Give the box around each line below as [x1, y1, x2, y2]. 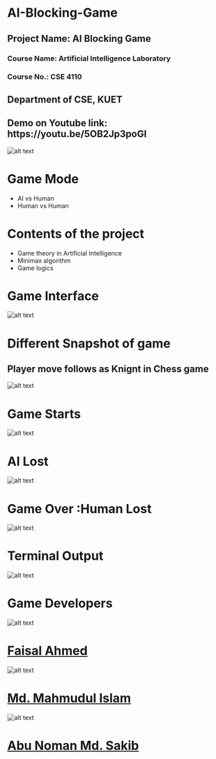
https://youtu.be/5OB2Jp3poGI [7, 128, 147, 140]
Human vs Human [17, 201, 70, 210]
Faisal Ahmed [7, 643, 88, 659]
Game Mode [7, 171, 79, 187]
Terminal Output [7, 548, 104, 564]
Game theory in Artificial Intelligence [17, 249, 123, 257]
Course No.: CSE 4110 [7, 72, 82, 81]
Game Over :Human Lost [7, 501, 152, 517]
